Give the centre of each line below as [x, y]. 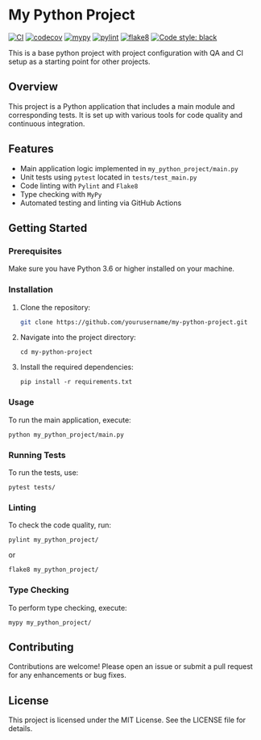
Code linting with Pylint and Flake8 [79, 185]
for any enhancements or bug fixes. [68, 675]
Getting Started [48, 228]
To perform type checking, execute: [68, 608]
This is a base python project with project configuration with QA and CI [126, 53]
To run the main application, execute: [70, 420]
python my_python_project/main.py [66, 435]
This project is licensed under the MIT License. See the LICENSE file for [127, 720]
